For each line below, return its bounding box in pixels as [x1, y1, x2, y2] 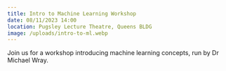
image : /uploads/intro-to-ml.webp [7, 29, 109, 37]
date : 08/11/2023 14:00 [7, 17, 77, 24]
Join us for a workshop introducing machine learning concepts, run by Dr [7, 49, 219, 57]
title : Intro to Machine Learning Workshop [7, 10, 137, 17]
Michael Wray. [7, 56, 49, 65]
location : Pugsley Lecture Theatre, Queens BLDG [7, 23, 152, 30]
